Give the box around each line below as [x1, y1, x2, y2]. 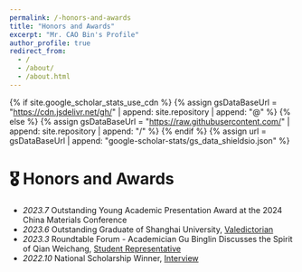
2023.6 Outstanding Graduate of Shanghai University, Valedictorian [22, 223, 274, 235]
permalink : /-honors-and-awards [9, 13, 131, 23]
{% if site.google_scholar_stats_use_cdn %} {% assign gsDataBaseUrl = [9, 97, 278, 108]
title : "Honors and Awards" [9, 22, 116, 31]
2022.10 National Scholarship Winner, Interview [22, 252, 199, 263]
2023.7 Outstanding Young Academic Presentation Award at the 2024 [22, 204, 283, 215]
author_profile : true [9, 38, 91, 48]
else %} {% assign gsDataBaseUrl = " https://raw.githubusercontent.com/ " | [9, 116, 290, 127]
